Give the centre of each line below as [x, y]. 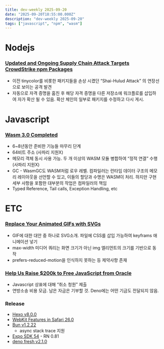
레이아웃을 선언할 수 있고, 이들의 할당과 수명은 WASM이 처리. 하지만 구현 [87, 177]
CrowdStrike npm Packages [39, 70]
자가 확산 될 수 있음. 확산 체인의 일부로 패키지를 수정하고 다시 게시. [81, 99]
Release [15, 304]
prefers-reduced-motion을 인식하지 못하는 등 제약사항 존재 [70, 260]
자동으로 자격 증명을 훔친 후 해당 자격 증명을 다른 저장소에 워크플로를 [78, 93]
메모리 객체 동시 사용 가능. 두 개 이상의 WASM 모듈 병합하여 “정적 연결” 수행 [85, 159]
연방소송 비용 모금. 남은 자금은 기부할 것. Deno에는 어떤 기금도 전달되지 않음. [85, 291]
